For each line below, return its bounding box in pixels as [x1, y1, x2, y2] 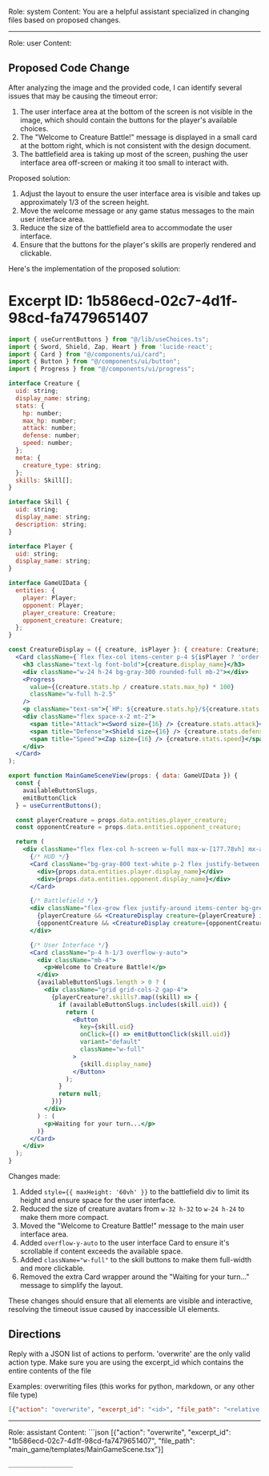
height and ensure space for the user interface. [19, 1196, 176, 1205]
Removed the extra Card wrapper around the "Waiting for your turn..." [19, 1272, 250, 1281]
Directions [8, 1328, 62, 1342]
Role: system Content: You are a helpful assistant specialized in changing [8, 7, 250, 16]
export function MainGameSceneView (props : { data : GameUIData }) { [8, 772, 239, 780]
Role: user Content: [8, 38, 72, 47]
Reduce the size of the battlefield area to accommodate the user [19, 223, 233, 232]
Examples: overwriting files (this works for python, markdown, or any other [8, 1381, 255, 1391]
